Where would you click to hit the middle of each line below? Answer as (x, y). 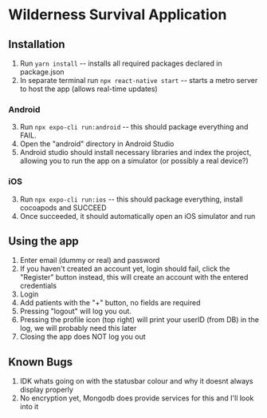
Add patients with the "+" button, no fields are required (110, 303)
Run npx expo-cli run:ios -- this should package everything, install (131, 199)
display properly (47, 390)
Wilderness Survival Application (118, 15)
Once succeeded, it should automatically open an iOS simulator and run (137, 216)
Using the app (44, 241)
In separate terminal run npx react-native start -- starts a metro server (139, 80)
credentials (38, 286)
